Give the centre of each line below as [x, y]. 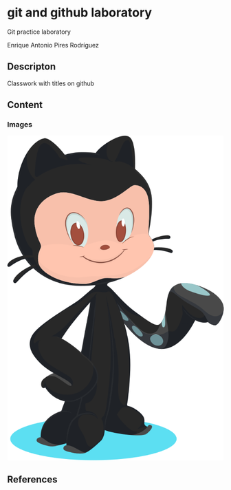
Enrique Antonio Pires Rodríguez [53, 45]
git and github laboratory [80, 13]
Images [20, 125]
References [32, 480]
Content [25, 105]
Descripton [32, 67]
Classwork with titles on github [51, 83]
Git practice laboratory [39, 32]
